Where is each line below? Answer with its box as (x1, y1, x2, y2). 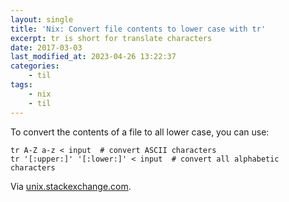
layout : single (10, 14, 74, 25)
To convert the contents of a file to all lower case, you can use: (10, 126, 270, 138)
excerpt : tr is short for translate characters (10, 33, 213, 43)
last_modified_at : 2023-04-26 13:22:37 (10, 52, 177, 62)
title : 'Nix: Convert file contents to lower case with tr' (10, 24, 267, 34)
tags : (10, 80, 33, 90)
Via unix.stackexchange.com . (10, 180, 132, 192)
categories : (10, 61, 60, 71)
